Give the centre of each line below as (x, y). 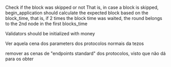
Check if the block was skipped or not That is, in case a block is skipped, (82, 7)
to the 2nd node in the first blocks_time (46, 24)
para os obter (20, 59)
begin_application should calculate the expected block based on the (77, 13)
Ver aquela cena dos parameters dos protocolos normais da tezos (75, 43)
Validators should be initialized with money (50, 33)
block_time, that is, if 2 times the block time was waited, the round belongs (84, 18)
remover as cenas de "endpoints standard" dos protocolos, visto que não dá (86, 53)
